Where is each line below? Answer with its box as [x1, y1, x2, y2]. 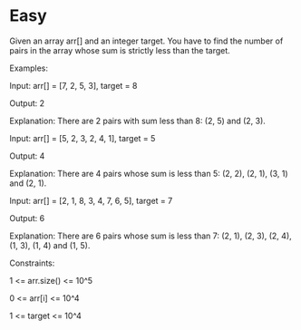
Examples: [9, 63, 48, 73]
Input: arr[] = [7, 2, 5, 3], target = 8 [9, 80, 138, 91]
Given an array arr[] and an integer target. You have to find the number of [9, 35, 284, 46]
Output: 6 [9, 212, 45, 223]
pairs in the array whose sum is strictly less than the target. [9, 44, 231, 55]
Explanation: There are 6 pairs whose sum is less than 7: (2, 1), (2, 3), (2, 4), [9, 230, 292, 241]
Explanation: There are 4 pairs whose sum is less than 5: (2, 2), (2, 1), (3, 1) [9, 168, 288, 179]
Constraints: [9, 257, 55, 268]
